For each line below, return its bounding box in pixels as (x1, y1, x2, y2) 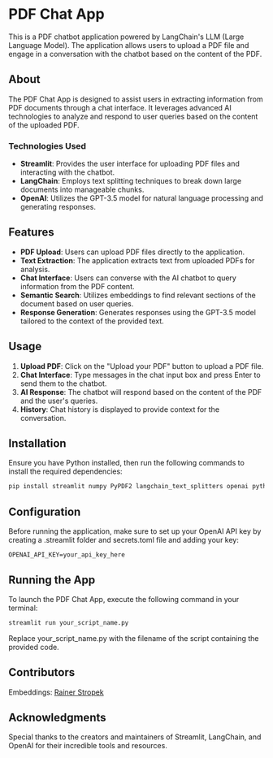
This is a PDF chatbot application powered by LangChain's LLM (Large (8, 32, 245, 41)
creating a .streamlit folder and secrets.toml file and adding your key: (8, 535, 240, 545)
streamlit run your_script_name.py (8, 618, 129, 626)
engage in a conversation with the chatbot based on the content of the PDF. (8, 49, 262, 58)
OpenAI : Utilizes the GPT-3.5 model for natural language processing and (19, 193, 264, 203)
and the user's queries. (19, 396, 98, 405)
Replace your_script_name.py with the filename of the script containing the (8, 633, 259, 643)
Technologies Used (8, 140, 87, 151)
